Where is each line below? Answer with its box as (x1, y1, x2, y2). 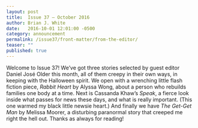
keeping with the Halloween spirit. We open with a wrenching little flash (6, 77, 183, 84)
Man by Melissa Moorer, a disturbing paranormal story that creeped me (6, 108, 183, 115)
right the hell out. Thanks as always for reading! (6, 115, 124, 122)
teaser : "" (6, 42, 34, 48)
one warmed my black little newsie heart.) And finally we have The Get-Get (6, 102, 192, 109)
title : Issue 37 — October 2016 (6, 14, 90, 20)
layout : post (6, 8, 39, 15)
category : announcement (6, 31, 66, 37)
